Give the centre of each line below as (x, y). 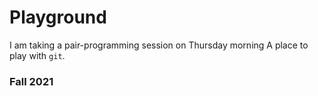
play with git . (37, 55)
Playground (58, 17)
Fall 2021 (31, 81)
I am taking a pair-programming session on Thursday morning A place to (159, 45)
